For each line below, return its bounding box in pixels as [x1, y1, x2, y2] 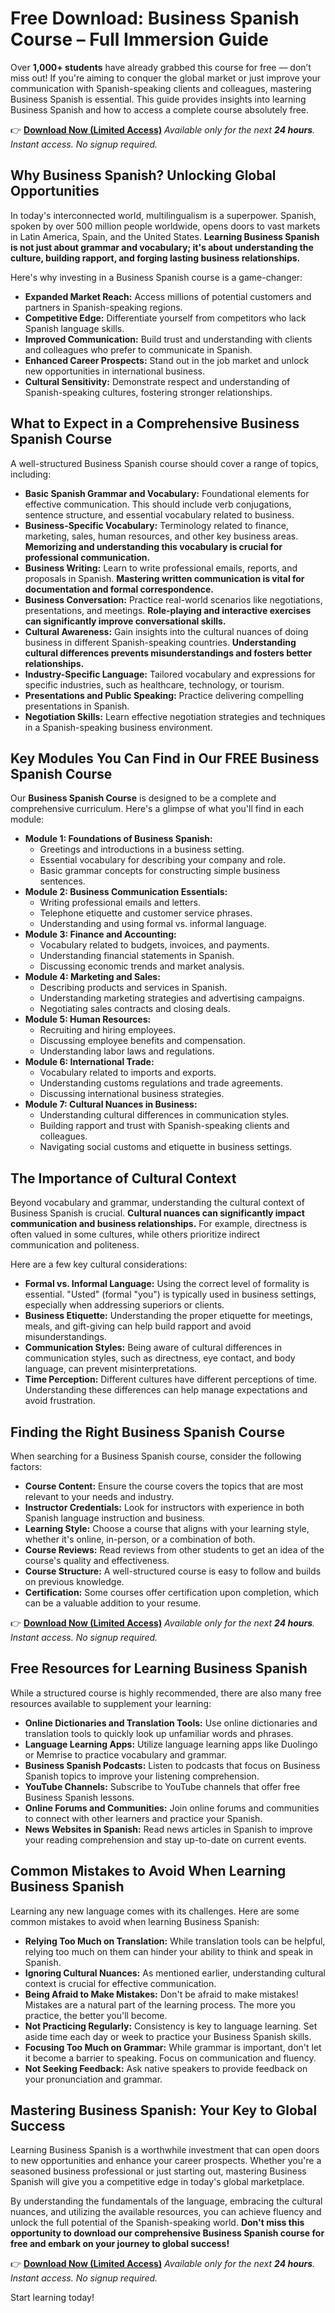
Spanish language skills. [24, 322, 125, 334]
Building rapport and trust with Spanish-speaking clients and [39, 1120, 290, 1132]
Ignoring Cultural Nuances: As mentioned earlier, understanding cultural [24, 1967, 326, 1979]
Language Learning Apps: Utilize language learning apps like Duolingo [24, 1738, 318, 1750]
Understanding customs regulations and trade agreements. [39, 1077, 283, 1089]
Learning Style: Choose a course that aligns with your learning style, [24, 1523, 310, 1534]
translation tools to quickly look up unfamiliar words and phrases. [24, 1727, 294, 1739]
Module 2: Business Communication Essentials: [24, 886, 228, 898]
